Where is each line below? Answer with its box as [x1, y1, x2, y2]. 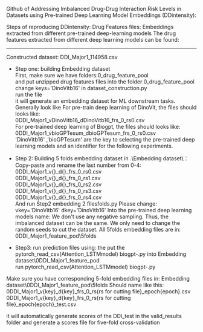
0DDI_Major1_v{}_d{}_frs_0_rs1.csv [14, 175, 101, 181]
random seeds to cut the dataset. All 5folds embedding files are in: [14, 226, 181, 233]
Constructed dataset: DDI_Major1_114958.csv [6, 54, 118, 60]
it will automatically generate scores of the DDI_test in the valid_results [6, 313, 182, 319]
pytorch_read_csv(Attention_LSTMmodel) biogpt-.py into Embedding [14, 250, 187, 258]
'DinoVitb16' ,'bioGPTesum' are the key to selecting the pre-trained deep [14, 136, 195, 143]
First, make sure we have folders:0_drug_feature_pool [14, 72, 149, 79]
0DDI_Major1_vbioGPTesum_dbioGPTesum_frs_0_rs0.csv [14, 129, 156, 137]
